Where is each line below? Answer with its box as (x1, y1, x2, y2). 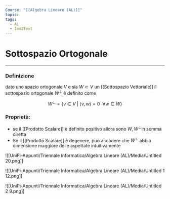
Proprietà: (5, 113, 31, 121)
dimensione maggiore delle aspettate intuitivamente (12, 143, 121, 149)
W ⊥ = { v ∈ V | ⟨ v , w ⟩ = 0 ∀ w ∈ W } (48, 100, 122, 107)
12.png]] (5, 173, 23, 179)
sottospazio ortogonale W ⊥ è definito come (5, 89, 96, 96)
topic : (5, 12, 19, 17)
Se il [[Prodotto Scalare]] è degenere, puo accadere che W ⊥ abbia (12, 136, 151, 143)
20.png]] (5, 158, 24, 164)
